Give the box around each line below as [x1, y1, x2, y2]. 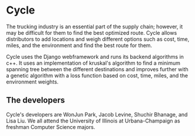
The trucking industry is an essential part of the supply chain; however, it [6, 23, 183, 30]
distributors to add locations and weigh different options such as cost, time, [6, 35, 190, 42]
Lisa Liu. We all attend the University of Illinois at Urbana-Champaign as [6, 117, 181, 124]
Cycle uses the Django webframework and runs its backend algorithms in [6, 53, 184, 60]
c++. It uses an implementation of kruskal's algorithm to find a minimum [6, 59, 181, 67]
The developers [6, 95, 65, 105]
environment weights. [6, 78, 59, 85]
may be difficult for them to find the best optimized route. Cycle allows [6, 29, 177, 36]
